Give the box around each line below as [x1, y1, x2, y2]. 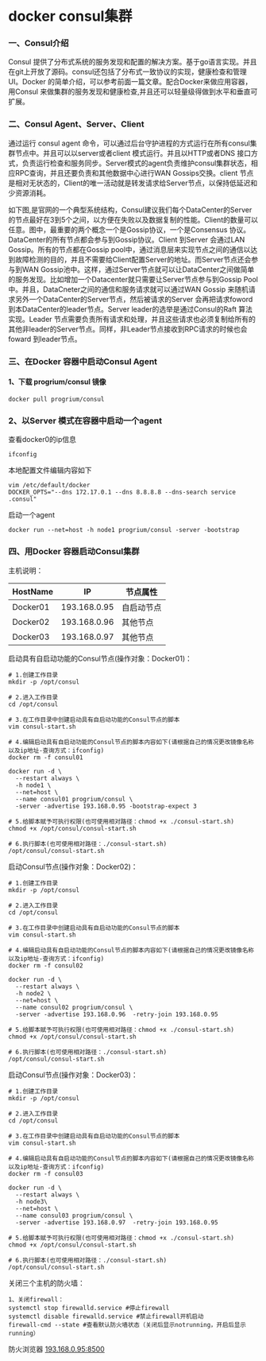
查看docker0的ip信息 [8, 435, 77, 444]
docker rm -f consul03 [8, 1169, 83, 1177]
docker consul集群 [8, 7, 133, 25]
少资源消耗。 [8, 188, 50, 197]
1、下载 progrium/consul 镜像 [8, 377, 106, 386]
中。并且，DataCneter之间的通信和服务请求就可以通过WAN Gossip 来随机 [8, 284, 249, 294]
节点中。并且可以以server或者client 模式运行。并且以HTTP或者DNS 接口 [14, 148, 252, 157]
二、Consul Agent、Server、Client [8, 118, 145, 130]
